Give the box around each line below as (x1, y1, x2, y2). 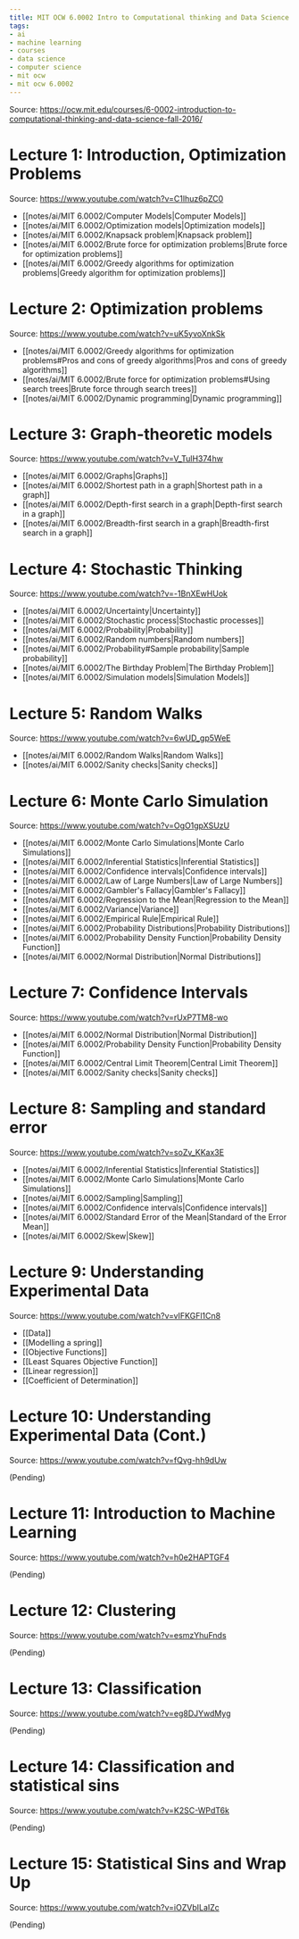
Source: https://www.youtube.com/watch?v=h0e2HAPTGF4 (9, 1552, 230, 1562)
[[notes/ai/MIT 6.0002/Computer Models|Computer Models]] (21, 211, 247, 221)
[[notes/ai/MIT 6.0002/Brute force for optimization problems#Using (21, 374, 270, 385)
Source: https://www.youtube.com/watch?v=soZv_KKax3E (9, 1148, 225, 1158)
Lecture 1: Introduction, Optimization (9, 145, 287, 165)
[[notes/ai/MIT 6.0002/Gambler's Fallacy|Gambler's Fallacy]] (21, 885, 246, 896)
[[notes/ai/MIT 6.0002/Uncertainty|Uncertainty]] (21, 606, 201, 617)
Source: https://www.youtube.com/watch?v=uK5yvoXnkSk (9, 327, 226, 339)
